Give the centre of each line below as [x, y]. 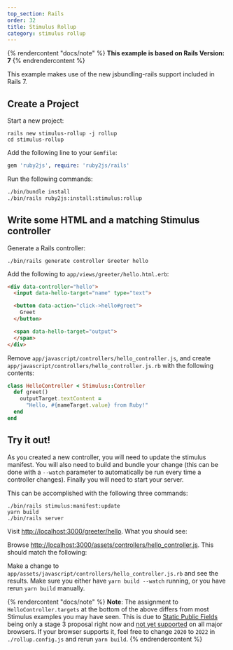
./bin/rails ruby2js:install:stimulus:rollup [75, 198]
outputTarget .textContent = [61, 399]
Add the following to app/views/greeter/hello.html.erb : [88, 273]
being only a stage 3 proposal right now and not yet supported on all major [115, 624]
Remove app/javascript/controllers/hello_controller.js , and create [109, 358]
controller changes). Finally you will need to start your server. [96, 479]
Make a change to [33, 566]
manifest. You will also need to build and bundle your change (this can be [113, 464]
